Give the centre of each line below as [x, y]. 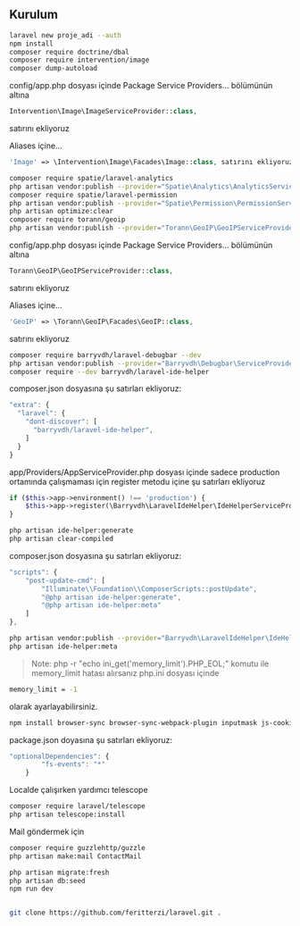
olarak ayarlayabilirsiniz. [54, 706]
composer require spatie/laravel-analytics [92, 178]
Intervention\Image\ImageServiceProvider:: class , [104, 112]
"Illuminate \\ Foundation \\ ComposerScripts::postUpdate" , [149, 588]
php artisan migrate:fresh [59, 872]
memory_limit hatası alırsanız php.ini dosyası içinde [125, 672]
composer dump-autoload [54, 69]
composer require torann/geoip [67, 220]
